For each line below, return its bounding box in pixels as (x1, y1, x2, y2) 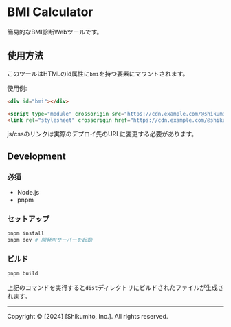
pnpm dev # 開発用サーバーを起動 (7, 237, 93, 244)
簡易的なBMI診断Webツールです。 (7, 28, 103, 36)
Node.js (16, 189, 40, 197)
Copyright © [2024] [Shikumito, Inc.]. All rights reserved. (7, 313, 168, 321)
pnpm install (7, 230, 45, 238)
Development (7, 150, 67, 162)
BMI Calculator (7, 4, 93, 20)
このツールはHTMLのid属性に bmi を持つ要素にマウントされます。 (7, 70, 189, 78)
